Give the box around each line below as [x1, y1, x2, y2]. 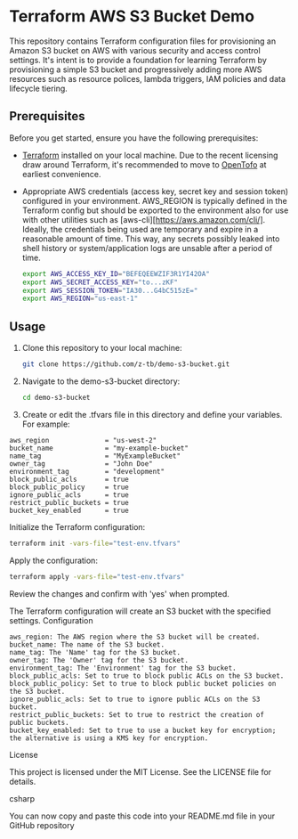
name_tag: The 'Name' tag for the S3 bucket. [9, 648, 181, 656]
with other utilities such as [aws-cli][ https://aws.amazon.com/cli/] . [21, 214, 266, 224]
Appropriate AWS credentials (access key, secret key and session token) [21, 185, 289, 197]
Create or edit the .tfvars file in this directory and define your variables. [21, 409, 283, 419]
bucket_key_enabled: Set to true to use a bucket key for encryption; [9, 726, 277, 735]
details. [9, 776, 36, 786]
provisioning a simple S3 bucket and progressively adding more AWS [9, 64, 262, 75]
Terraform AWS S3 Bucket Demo [9, 6, 255, 27]
